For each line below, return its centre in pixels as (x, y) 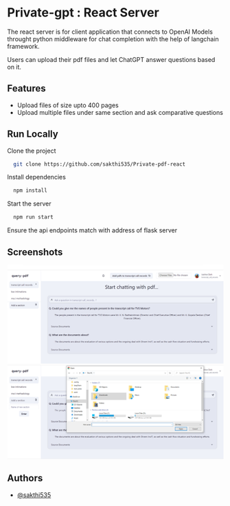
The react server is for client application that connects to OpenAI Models (110, 32)
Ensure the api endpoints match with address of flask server (92, 230)
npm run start (33, 217)
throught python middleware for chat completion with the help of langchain (113, 38)
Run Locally (33, 134)
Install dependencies (37, 177)
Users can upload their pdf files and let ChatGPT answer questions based (111, 59)
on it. (14, 67)
